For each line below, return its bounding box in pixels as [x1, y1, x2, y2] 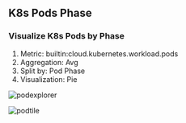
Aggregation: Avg [19, 57, 78, 67]
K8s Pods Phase [8, 6, 92, 20]
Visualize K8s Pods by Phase [8, 31, 125, 42]
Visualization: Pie [19, 74, 78, 84]
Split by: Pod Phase [19, 66, 86, 76]
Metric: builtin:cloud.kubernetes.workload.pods [19, 48, 179, 59]
